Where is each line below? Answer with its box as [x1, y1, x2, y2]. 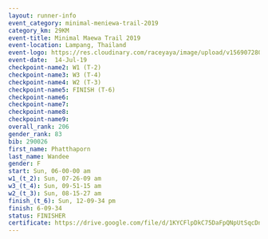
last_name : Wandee [8, 152, 69, 160]
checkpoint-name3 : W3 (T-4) [8, 71, 102, 79]
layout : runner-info [8, 11, 77, 20]
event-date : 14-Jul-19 [8, 57, 88, 65]
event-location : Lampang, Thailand [8, 41, 127, 49]
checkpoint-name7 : [8, 100, 69, 108]
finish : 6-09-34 [8, 204, 62, 212]
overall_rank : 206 [8, 123, 69, 131]
